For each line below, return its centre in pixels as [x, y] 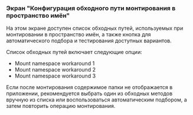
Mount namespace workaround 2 [55, 70]
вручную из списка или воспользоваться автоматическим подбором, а [97, 100]
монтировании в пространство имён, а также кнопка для [79, 35]
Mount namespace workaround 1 [55, 63]
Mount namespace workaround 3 [55, 76]
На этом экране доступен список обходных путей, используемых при [95, 28]
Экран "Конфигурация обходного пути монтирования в [91, 8]
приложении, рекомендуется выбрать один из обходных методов [89, 94]
